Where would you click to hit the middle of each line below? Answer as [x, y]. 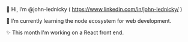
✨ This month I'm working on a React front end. [65, 32]
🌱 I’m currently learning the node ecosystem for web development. [89, 21]
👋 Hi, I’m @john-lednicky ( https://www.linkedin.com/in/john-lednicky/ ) [94, 9]
